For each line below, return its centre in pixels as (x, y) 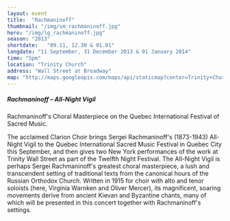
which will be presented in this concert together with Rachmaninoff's (104, 202)
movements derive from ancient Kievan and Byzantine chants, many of (107, 196)
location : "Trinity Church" (47, 65)
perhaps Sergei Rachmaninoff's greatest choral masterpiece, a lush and (108, 166)
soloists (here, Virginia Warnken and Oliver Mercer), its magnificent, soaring (114, 188)
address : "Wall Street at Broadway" (59, 71)
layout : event (27, 13)
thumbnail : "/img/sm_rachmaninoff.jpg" (64, 26)
